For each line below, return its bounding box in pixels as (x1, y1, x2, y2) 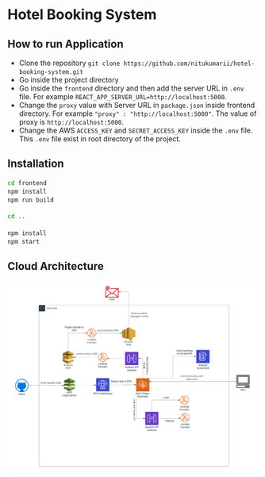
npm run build (7, 196, 55, 204)
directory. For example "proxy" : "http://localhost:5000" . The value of (18, 109, 257, 118)
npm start (7, 237, 40, 245)
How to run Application (7, 37, 124, 51)
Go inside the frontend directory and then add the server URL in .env (18, 83, 244, 93)
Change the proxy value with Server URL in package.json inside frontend (18, 101, 255, 110)
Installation (7, 157, 64, 171)
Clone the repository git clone (18, 58, 121, 67)
